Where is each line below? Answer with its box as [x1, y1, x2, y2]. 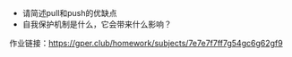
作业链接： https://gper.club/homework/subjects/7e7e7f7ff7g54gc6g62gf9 [9, 38, 284, 48]
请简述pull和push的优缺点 [21, 8, 117, 18]
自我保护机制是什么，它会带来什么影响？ [21, 19, 172, 29]
